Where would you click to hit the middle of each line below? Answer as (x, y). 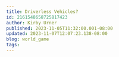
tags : (13, 45)
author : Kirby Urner (32, 23)
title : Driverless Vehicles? (42, 12)
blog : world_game (28, 39)
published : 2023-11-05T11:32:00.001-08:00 (59, 28)
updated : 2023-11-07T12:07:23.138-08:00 (57, 34)
